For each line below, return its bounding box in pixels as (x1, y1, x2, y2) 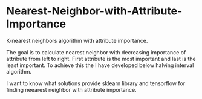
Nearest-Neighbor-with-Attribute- (6, 4, 183, 18)
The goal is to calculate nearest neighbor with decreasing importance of (6, 48, 186, 56)
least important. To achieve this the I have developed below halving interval (6, 62, 194, 69)
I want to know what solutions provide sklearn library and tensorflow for (6, 80, 186, 87)
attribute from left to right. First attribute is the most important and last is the (6, 55, 197, 62)
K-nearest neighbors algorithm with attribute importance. (6, 37, 148, 44)
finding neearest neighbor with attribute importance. (6, 86, 137, 93)
